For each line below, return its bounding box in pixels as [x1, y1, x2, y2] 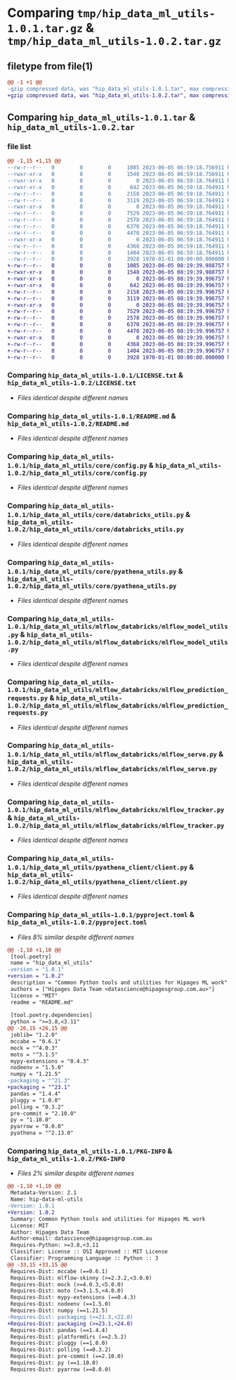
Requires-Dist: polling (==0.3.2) [10, 1346, 112, 1353]
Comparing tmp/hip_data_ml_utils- [7, 5, 216, 21]
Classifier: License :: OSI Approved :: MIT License [10, 1248, 169, 1256]
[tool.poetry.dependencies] [10, 1011, 93, 1019]
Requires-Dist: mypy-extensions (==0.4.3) [10, 1294, 137, 1301]
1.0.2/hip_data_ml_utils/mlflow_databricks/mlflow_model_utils [7, 638, 228, 646]
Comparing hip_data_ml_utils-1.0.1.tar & [7, 111, 196, 124]
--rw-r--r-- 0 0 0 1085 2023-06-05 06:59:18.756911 [7, 164, 225, 172]
